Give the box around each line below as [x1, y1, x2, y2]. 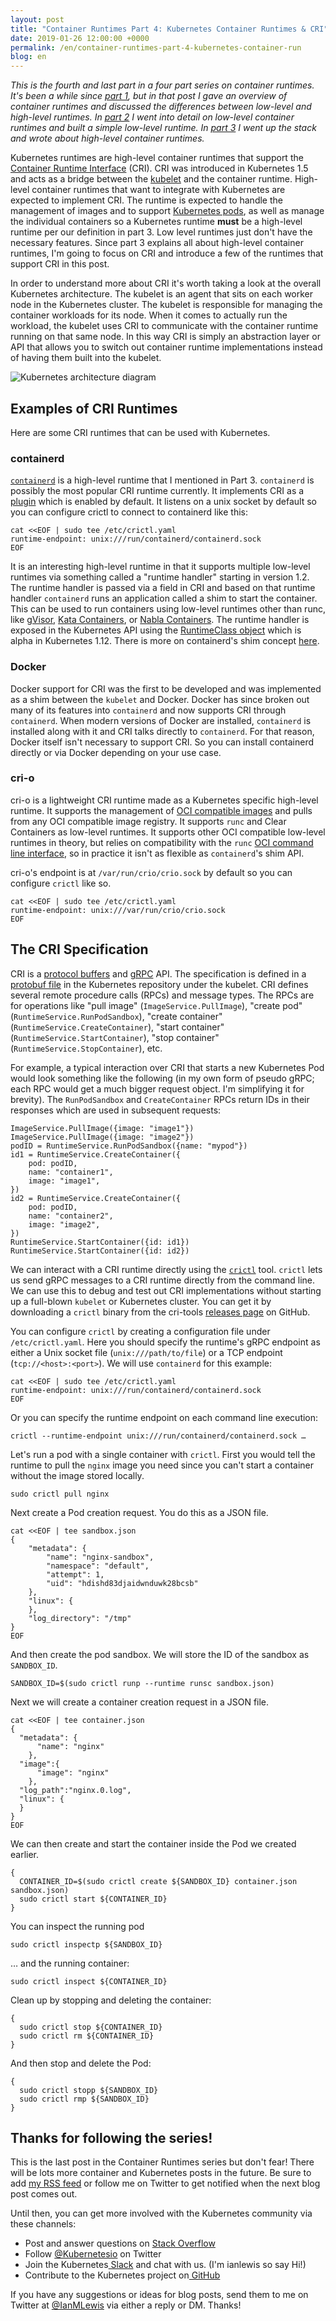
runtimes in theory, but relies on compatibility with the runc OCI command [10, 836, 314, 848]
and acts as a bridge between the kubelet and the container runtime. [10, 173, 293, 185]
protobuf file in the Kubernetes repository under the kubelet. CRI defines [10, 978, 309, 990]
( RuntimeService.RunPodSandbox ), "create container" [10, 1010, 223, 1022]
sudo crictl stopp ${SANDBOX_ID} [19, 2085, 159, 2095]
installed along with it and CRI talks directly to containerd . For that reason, [10, 725, 315, 737]
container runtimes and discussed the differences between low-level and [10, 101, 312, 113]
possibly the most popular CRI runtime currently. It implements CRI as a [10, 485, 305, 497]
